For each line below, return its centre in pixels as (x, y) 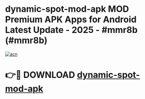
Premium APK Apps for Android (71, 19)
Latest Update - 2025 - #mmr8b (71, 30)
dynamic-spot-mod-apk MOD (67, 9)
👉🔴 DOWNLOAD (40, 75)
